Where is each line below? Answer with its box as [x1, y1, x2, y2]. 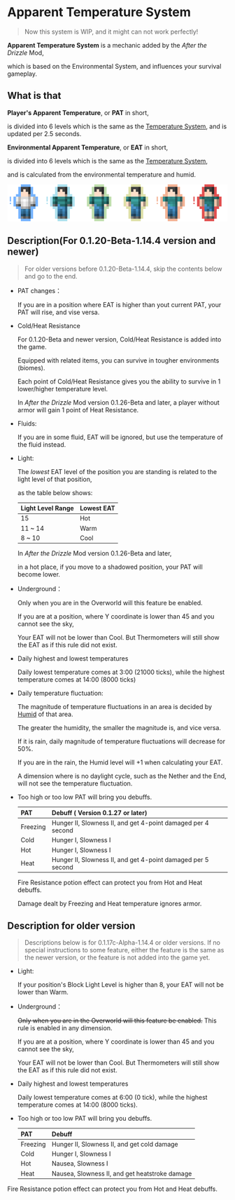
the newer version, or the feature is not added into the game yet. [24, 953, 211, 962]
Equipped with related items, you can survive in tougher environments [17, 356, 220, 365]
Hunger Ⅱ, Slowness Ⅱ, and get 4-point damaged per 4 [51, 818, 209, 828]
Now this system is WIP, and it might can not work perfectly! [24, 27, 199, 36]
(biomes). [17, 363, 45, 372]
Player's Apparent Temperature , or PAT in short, [7, 108, 149, 116]
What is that [7, 90, 62, 102]
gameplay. [7, 69, 37, 78]
